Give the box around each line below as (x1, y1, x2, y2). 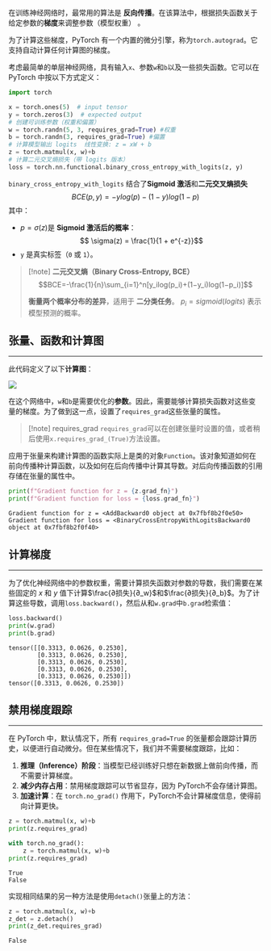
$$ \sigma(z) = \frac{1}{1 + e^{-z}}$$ (79, 236, 203, 245)
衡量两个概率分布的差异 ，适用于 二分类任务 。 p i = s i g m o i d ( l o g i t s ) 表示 (27, 296, 262, 308)
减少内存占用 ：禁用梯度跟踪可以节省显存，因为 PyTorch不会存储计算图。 (19, 781, 262, 790)
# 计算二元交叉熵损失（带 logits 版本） (8, 156, 129, 164)
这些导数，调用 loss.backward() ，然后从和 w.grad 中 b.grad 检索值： (15, 597, 234, 608)
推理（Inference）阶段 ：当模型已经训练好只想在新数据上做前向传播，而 (19, 760, 259, 770)
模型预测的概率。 (27, 308, 85, 317)
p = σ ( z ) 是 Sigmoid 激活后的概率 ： (19, 222, 136, 233)
